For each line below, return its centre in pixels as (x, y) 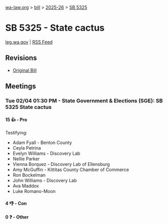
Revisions (21, 58)
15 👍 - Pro (16, 120)
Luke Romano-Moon (34, 191)
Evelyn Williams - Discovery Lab (46, 153)
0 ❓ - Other (17, 217)
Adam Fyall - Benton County (42, 143)
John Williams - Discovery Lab (45, 181)
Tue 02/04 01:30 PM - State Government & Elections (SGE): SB (84, 101)
